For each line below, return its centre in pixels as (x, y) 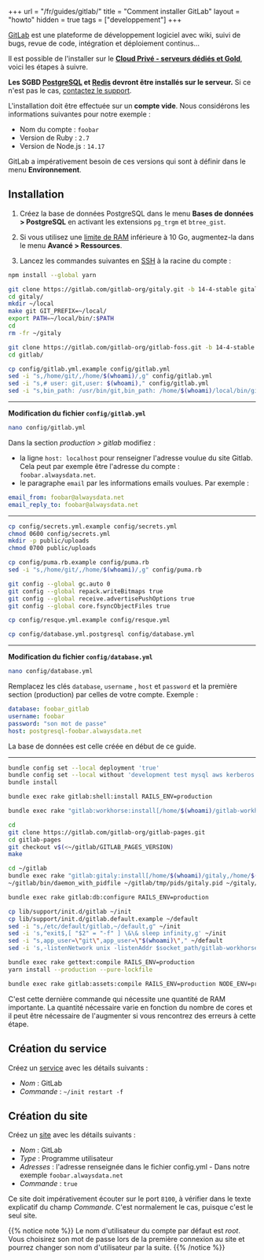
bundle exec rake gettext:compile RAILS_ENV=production (101, 963)
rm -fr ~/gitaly (35, 333)
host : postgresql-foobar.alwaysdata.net (75, 731)
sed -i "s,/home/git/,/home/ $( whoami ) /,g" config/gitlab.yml (110, 376)
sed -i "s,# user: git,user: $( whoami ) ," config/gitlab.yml (109, 384)
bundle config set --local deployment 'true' (84, 768)
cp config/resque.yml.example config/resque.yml (89, 620)
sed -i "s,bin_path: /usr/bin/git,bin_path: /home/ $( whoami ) (110, 391)
